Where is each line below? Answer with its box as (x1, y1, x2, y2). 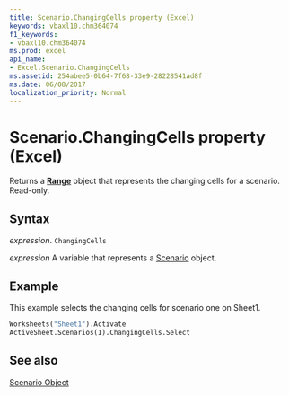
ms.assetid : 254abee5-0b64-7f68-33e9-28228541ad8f (9, 72, 203, 81)
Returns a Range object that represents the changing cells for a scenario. (9, 176, 281, 187)
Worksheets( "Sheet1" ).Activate (9, 320, 127, 329)
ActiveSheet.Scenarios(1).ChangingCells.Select (9, 328, 191, 337)
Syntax (9, 211, 50, 226)
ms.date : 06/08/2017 (9, 80, 87, 89)
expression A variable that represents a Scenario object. (9, 252, 217, 263)
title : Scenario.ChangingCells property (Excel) (9, 13, 195, 22)
